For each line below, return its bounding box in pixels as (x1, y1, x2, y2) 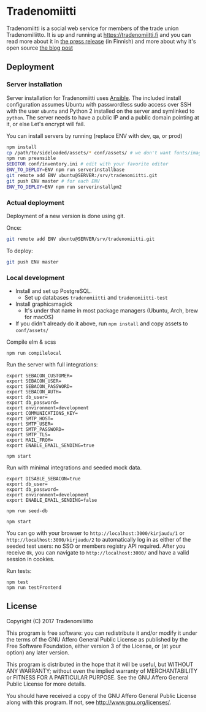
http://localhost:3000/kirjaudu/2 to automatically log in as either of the (6, 536, 191, 543)
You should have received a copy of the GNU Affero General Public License (6, 692, 197, 699)
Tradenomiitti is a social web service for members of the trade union (6, 25, 179, 32)
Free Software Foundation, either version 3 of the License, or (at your (6, 642, 181, 650)
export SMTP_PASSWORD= (6, 426, 64, 433)
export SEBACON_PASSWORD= (6, 383, 72, 390)
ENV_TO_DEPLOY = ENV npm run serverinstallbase (6, 167, 124, 173)
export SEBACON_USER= (6, 378, 62, 384)
